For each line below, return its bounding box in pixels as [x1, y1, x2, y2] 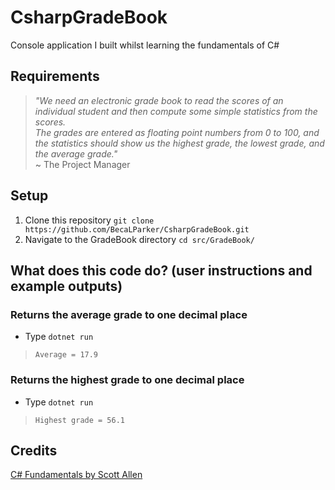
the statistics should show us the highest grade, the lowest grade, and [34, 137, 325, 149]
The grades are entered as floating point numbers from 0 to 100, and [34, 126, 320, 138]
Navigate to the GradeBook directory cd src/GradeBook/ [24, 233, 255, 245]
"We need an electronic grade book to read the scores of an [34, 94, 284, 106]
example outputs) [10, 277, 123, 295]
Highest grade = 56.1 [34, 415, 125, 425]
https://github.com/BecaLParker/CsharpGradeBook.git [24, 224, 250, 235]
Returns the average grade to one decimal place [10, 307, 248, 321]
